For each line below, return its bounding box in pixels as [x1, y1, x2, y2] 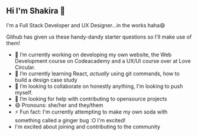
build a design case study [14, 76, 78, 83]
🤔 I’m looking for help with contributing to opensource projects [14, 95, 167, 102]
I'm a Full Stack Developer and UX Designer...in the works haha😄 [6, 21, 165, 29]
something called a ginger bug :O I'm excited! [14, 116, 126, 124]
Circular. [14, 64, 35, 71]
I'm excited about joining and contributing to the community [14, 123, 161, 130]
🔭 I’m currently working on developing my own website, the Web [14, 51, 172, 58]
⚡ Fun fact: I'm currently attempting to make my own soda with [14, 108, 168, 115]
